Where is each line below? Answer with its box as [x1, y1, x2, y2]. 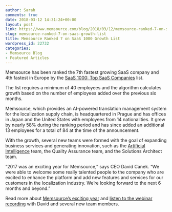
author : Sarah [5, 7, 36, 13]
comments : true [5, 12, 38, 17]
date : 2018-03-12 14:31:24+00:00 [5, 17, 77, 22]
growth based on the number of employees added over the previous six [5, 90, 157, 97]
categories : [5, 46, 31, 51]
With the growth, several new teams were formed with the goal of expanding [5, 137, 167, 144]
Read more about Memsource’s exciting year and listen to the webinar [5, 196, 153, 202]
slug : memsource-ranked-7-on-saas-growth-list [5, 31, 106, 36]
